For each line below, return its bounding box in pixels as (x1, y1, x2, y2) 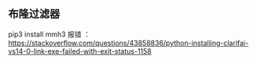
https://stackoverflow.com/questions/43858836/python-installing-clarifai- (8, 38, 249, 47)
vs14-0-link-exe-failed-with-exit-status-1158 (8, 46, 152, 56)
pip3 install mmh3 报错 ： (8, 30, 90, 39)
